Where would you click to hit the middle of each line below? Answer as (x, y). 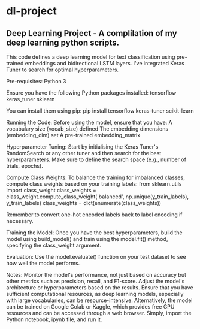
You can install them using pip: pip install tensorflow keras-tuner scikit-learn (100, 111)
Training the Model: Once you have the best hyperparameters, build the (94, 233)
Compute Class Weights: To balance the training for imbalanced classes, (96, 177)
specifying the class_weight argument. (54, 245)
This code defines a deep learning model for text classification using (91, 57)
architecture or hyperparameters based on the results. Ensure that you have (100, 288)
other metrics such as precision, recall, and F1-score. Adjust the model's (96, 281)
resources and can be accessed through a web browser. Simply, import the (99, 313)
